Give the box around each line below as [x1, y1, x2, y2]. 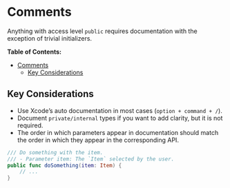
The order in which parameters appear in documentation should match [17, 128, 219, 136]
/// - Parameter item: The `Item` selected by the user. [7, 156, 175, 163]
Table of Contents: [7, 48, 62, 56]
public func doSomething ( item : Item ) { [7, 162, 122, 169]
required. [17, 121, 44, 129]
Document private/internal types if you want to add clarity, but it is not [17, 114, 223, 122]
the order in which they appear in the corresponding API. [17, 136, 180, 144]
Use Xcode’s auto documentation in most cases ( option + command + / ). [17, 106, 222, 114]
